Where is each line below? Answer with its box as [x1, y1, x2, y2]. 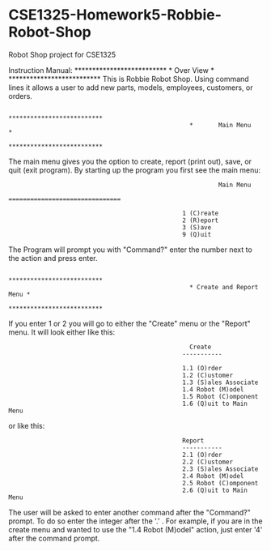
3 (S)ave [181, 223, 212, 232]
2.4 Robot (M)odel [181, 472, 244, 480]
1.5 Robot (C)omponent [181, 392, 259, 400]
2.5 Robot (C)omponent [181, 479, 259, 487]
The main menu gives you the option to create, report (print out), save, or [8, 156, 252, 166]
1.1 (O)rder [181, 364, 222, 372]
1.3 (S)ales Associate [181, 378, 259, 387]
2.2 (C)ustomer [181, 458, 233, 466]
